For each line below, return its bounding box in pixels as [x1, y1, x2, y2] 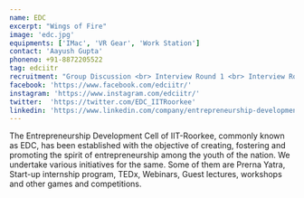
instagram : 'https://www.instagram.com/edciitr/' [9, 89, 201, 98]
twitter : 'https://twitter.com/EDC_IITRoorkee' [9, 97, 196, 107]
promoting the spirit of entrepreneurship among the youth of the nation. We [9, 150, 290, 161]
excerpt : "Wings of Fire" [9, 22, 107, 31]
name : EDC [9, 13, 47, 23]
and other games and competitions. [9, 178, 142, 190]
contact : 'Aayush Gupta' [9, 47, 103, 56]
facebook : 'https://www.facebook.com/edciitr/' [9, 80, 193, 90]
